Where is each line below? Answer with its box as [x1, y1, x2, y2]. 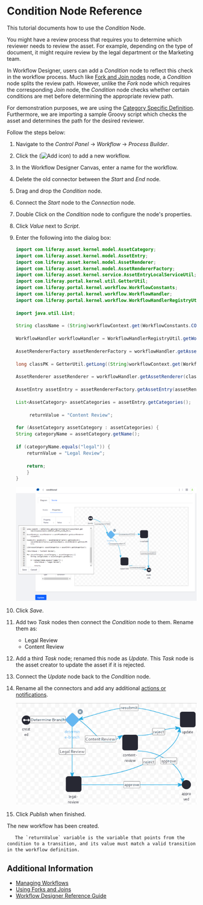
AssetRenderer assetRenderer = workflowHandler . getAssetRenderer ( [15, 374, 186, 380]
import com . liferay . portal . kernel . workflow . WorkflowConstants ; [15, 285, 178, 291]
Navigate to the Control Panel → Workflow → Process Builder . [15, 140, 169, 147]
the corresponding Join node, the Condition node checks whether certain [7, 86, 190, 93]
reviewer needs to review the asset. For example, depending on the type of [7, 42, 193, 50]
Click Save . [15, 607, 44, 614]
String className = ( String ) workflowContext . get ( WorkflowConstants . [15, 323, 192, 329]
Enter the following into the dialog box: [15, 234, 111, 241]
